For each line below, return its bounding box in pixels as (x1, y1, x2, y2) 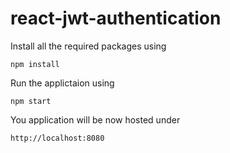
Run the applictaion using (10, 77, 115, 89)
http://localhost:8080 (10, 133, 105, 143)
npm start (10, 96, 52, 106)
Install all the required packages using (10, 40, 167, 52)
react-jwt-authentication (10, 7, 222, 30)
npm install (10, 59, 60, 69)
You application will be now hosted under (10, 113, 181, 126)
